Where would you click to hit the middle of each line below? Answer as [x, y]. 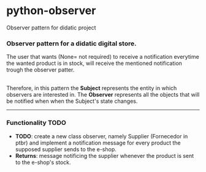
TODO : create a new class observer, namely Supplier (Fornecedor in [101, 136]
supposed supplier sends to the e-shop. [66, 149]
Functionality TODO [36, 123]
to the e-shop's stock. [43, 162]
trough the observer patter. [40, 70]
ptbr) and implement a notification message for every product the [98, 143]
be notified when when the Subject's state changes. [72, 101]
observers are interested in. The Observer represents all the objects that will [103, 95]
